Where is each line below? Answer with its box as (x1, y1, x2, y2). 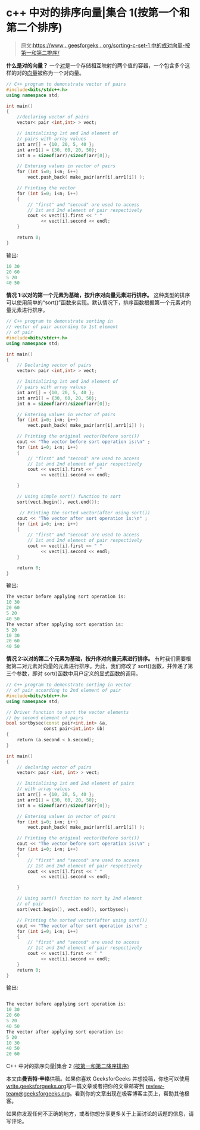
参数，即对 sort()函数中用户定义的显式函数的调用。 (16, 670, 142, 677)
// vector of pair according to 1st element (6, 324, 118, 330)
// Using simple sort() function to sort (17, 494, 121, 500)
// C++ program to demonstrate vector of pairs (6, 81, 127, 87)
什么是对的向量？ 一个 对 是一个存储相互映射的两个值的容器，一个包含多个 (6, 61, 185, 69)
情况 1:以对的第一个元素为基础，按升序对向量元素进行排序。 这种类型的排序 (6, 292, 190, 299)
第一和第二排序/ (20, 49, 60, 56)
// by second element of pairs (6, 714, 84, 721)
